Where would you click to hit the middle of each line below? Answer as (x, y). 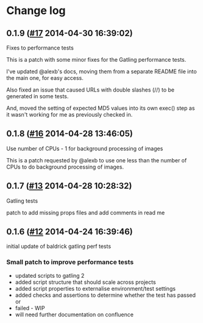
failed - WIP (30, 308)
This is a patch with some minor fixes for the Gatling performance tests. (96, 60)
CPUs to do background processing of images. (65, 167)
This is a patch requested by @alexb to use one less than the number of (97, 160)
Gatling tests (22, 201)
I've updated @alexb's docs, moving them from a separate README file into (101, 71)
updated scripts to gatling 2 (50, 275)
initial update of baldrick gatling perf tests (59, 246)
